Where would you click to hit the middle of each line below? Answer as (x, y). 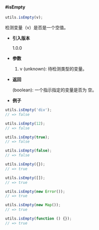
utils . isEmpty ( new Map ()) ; (33, 205)
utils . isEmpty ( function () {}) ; (38, 219)
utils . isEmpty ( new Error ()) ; (35, 191)
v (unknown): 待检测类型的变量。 (53, 69)
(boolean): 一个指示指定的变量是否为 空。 (54, 90)
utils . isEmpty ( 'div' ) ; (28, 110)
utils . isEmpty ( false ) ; (28, 151)
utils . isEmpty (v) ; (24, 17)
